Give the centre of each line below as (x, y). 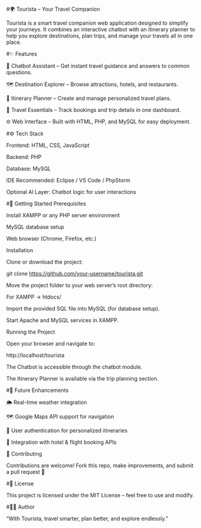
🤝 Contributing (24, 454)
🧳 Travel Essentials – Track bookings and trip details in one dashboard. (94, 110)
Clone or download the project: (44, 262)
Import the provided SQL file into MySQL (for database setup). (83, 309)
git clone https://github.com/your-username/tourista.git (75, 274)
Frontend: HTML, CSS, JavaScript (48, 145)
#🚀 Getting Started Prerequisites (46, 203)
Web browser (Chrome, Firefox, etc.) (52, 238)
